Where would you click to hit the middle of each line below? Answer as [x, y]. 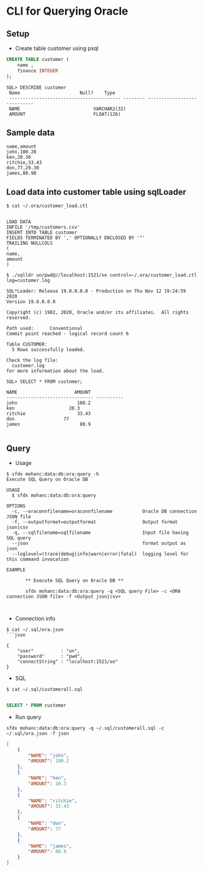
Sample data [30, 132]
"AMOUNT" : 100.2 [49, 761]
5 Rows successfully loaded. [49, 350]
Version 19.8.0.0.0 [31, 302]
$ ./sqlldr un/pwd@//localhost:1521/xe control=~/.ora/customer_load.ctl [102, 275]
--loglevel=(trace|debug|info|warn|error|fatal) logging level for [100, 554]
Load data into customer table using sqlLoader [96, 192]
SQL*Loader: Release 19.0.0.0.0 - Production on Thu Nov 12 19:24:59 [96, 291]
